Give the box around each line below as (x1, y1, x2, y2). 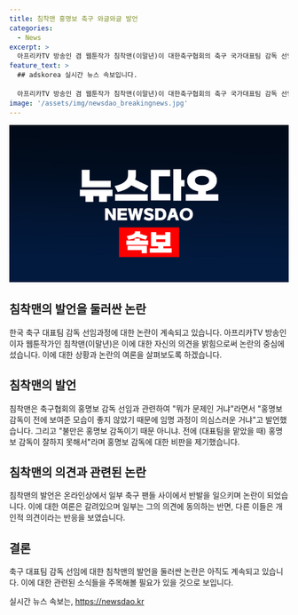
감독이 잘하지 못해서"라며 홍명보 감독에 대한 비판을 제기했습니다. (18, 436, 240, 447)
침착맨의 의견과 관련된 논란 (9, 465, 146, 480)
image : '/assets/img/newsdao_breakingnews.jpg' (9, 99, 189, 108)
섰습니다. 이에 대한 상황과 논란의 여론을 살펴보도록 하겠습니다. (9, 349, 223, 360)
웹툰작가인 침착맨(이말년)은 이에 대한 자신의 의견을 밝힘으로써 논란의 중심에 (25, 338, 286, 348)
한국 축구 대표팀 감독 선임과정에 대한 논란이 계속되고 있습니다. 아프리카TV (9, 327, 263, 338)
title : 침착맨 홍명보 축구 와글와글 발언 (9, 14, 138, 23)
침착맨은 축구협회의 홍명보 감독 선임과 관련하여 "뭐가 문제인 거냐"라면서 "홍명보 (9, 403, 283, 413)
